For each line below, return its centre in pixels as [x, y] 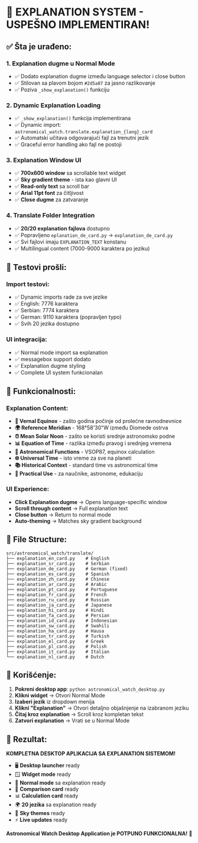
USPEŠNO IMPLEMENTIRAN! [78, 25]
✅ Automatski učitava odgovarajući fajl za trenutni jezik [82, 138]
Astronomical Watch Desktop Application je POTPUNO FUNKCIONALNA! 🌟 [99, 834]
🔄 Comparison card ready [47, 789]
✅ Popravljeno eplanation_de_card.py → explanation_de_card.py [94, 235]
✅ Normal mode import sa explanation [61, 352]
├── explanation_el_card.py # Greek [55, 641]
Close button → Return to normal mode [63, 514]
